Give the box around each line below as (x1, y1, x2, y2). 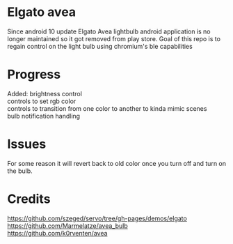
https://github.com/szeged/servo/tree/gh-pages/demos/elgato (7, 214, 188, 222)
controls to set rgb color (7, 97, 77, 105)
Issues (7, 137, 47, 152)
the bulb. (7, 167, 33, 175)
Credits (7, 191, 51, 206)
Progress (7, 67, 61, 82)
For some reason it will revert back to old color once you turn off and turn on (7, 159, 227, 167)
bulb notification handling (7, 112, 81, 120)
